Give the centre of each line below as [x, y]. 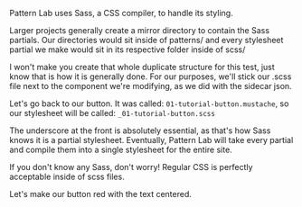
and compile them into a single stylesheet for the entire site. [121, 149]
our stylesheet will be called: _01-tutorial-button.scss [112, 113]
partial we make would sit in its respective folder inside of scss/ [127, 49]
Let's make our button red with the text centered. [101, 194]
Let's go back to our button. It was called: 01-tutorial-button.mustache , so [149, 103]
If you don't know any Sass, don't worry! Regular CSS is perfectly [131, 167]
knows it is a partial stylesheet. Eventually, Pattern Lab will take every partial [151, 140]
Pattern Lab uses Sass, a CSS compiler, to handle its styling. [121, 13]
